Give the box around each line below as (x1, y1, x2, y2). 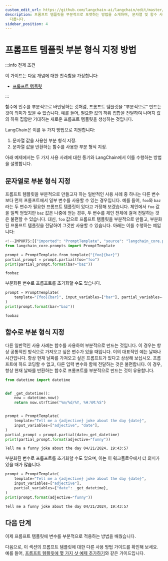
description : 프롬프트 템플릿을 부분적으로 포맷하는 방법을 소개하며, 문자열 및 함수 (5, 12, 157, 17)
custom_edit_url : (5, 7, 41, 13)
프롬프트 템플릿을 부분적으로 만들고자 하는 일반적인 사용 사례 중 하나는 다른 (5, 191, 151, 197)
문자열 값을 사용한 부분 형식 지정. (12, 137, 76, 143)
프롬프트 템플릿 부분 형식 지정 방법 (5, 45, 136, 56)
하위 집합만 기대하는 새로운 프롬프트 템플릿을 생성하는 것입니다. (10, 116, 133, 122)
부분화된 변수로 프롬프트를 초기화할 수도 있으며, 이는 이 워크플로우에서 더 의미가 (5, 455, 160, 461)
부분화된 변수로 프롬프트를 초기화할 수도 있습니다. (5, 280, 101, 286)
